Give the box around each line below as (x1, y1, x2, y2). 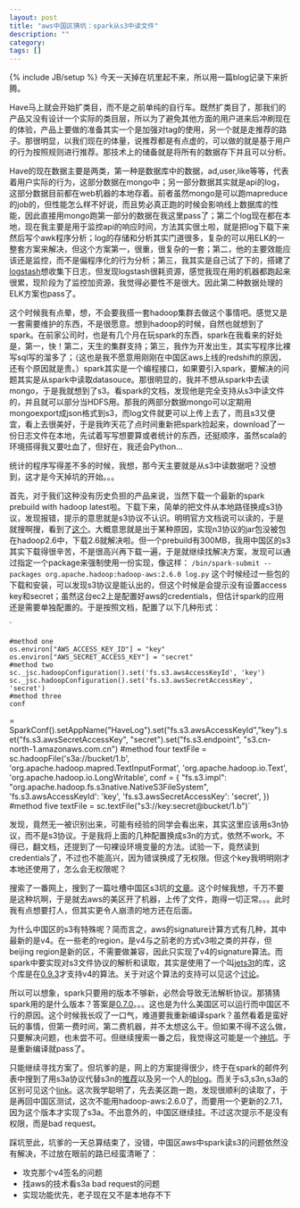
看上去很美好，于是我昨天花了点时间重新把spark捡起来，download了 (24, 419, 278, 429)
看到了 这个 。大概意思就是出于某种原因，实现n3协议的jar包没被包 (47, 524, 287, 535)
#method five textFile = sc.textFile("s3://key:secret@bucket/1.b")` (9, 801, 251, 812)
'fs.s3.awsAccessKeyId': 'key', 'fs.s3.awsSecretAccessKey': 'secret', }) (9, 791, 270, 802)
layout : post (9, 12, 58, 22)
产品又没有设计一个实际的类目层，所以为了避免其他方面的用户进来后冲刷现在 (9, 113, 291, 124)
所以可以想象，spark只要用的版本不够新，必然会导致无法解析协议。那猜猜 (9, 987, 281, 998)
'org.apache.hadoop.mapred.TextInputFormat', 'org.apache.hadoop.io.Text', (9, 762, 287, 773)
